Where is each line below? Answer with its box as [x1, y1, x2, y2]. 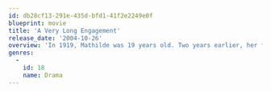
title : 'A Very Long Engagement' [8, 26, 121, 34]
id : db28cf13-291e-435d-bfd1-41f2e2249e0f [8, 11, 153, 20]
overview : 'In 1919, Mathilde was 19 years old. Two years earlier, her [8, 42, 258, 50]
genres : [8, 49, 35, 57]
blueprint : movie [8, 19, 67, 27]
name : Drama [23, 71, 63, 79]
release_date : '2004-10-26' [8, 34, 103, 42]
